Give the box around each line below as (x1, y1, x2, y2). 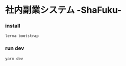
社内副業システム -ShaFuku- (5, 4, 122, 16)
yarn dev (5, 56, 23, 61)
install (5, 23, 21, 30)
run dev (5, 45, 24, 52)
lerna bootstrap (5, 33, 39, 38)
